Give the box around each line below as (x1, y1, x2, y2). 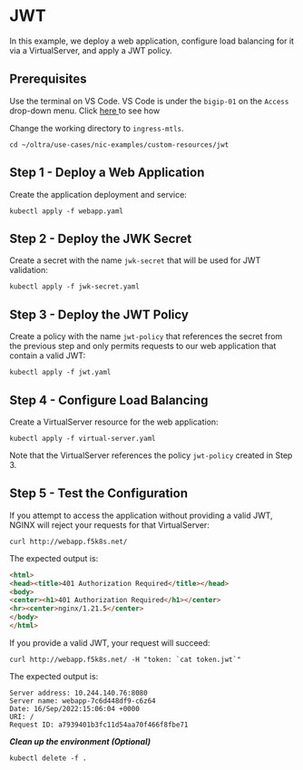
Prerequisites (9, 72, 87, 87)
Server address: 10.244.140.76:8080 (9, 688, 148, 697)
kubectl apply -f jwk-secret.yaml (9, 282, 141, 291)
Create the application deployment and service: (9, 189, 188, 200)
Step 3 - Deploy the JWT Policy (9, 307, 189, 322)
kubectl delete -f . (9, 754, 88, 763)
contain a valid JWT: (9, 350, 86, 361)
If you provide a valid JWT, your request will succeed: (9, 637, 210, 648)
